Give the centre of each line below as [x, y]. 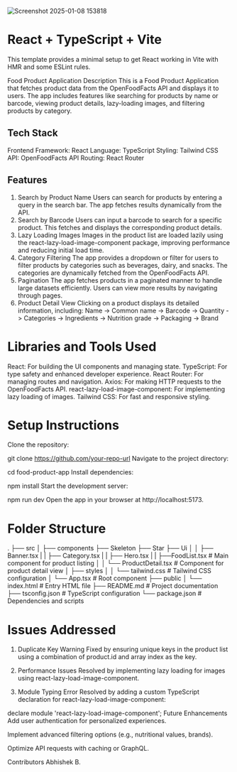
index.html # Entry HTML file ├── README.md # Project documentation [113, 586]
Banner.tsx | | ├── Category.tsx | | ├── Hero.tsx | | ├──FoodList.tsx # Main [118, 556]
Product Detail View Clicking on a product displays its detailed [109, 303]
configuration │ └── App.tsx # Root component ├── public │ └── [105, 578]
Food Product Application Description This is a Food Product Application [113, 80]
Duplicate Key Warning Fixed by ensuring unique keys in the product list [123, 649]
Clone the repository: [38, 445]
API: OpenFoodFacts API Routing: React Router [76, 158]
